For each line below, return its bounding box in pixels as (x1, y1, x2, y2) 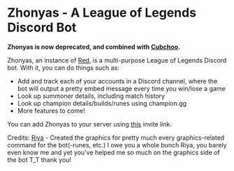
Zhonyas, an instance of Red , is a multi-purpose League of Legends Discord (7, 56, 227, 64)
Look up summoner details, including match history (17, 92, 166, 100)
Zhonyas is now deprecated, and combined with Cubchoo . (7, 42, 180, 51)
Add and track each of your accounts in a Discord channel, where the (17, 76, 218, 85)
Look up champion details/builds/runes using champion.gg (17, 99, 187, 107)
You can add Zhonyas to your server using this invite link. (7, 120, 173, 128)
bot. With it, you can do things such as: (7, 63, 120, 72)
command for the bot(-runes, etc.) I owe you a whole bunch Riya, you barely (7, 140, 227, 149)
